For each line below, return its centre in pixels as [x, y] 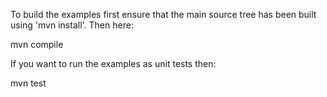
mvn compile [37, 44]
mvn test [28, 83]
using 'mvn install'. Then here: [72, 25]
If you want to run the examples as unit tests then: [113, 63]
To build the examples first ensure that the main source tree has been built [163, 14]
